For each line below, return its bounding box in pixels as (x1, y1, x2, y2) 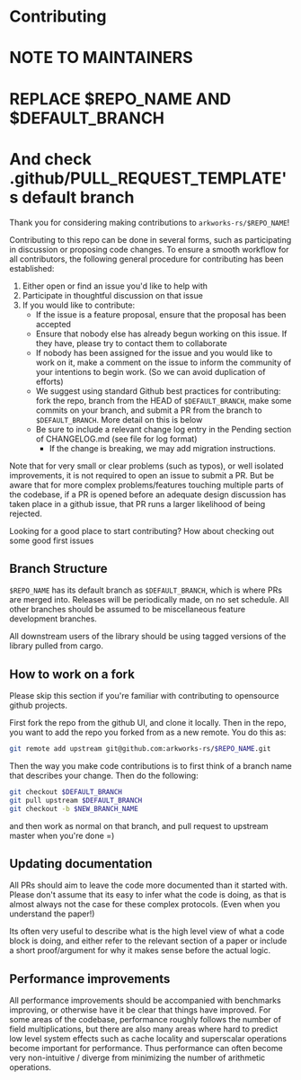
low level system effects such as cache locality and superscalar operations (9, 1033, 288, 1044)
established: (9, 263, 55, 273)
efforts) (35, 376, 64, 387)
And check (9, 148, 92, 169)
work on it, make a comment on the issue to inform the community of (35, 357, 292, 368)
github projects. (9, 700, 68, 711)
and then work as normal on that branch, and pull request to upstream (9, 820, 269, 831)
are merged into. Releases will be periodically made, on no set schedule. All (9, 594, 289, 605)
